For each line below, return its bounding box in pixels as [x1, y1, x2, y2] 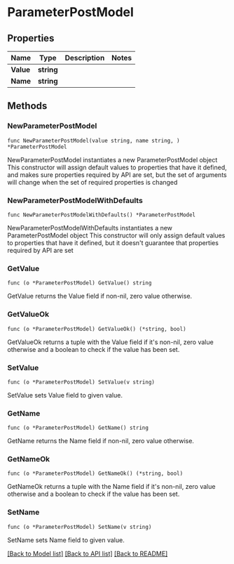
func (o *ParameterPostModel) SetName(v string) [7, 523, 152, 530]
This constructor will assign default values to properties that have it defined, [7, 163, 228, 171]
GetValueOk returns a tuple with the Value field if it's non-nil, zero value [7, 338, 214, 346]
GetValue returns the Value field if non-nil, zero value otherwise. [7, 292, 193, 301]
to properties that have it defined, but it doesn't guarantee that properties [7, 238, 219, 247]
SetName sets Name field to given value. [7, 535, 125, 544]
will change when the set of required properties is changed [7, 178, 178, 186]
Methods [7, 100, 48, 112]
